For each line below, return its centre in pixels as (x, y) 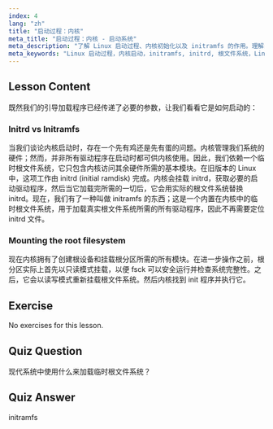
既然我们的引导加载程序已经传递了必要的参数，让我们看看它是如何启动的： (133, 107)
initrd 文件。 (29, 219)
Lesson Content (50, 87)
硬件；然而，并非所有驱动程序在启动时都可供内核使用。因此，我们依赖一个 (133, 158)
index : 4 (23, 16)
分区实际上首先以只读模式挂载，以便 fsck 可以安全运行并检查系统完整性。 (131, 269)
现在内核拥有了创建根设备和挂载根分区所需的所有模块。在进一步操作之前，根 (136, 259)
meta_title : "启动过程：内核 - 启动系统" (73, 39)
